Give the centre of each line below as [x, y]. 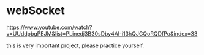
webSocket [36, 11]
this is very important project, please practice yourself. [75, 45]
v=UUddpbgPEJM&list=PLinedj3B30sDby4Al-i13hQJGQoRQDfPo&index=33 [102, 33]
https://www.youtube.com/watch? [49, 27]
